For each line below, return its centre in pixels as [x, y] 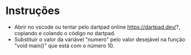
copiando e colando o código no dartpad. [65, 33]
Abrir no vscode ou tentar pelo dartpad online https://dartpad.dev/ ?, [97, 27]
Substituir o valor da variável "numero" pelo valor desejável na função [99, 39]
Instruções [33, 11]
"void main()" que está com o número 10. [64, 46]
